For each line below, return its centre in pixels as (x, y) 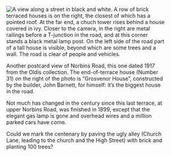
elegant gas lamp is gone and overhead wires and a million (79, 116)
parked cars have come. (36, 122)
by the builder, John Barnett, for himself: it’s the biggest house (83, 85)
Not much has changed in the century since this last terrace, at (84, 103)
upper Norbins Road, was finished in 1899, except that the (78, 109)
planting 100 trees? (30, 147)
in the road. (20, 91)
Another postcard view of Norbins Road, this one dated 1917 (81, 66)
